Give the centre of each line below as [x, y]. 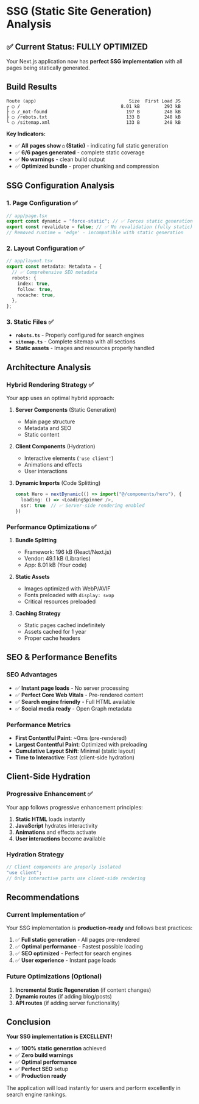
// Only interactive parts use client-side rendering [76, 878]
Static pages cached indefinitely [65, 625]
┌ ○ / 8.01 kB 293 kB [94, 106]
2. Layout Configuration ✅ [46, 248]
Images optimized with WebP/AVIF [67, 588]
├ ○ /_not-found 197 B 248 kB [94, 112]
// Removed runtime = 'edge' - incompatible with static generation [95, 233]
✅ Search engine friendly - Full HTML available [75, 701]
